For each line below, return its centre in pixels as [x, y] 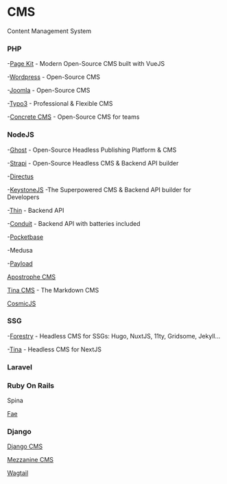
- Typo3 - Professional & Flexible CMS [60, 104]
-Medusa [20, 250]
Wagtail [18, 473]
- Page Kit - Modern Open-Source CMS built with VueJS [86, 64]
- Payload [20, 263]
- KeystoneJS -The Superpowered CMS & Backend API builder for [99, 189]
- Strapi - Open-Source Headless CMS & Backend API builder [93, 163]
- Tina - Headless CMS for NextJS [54, 349]
